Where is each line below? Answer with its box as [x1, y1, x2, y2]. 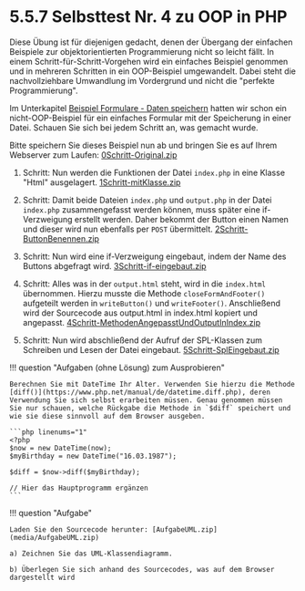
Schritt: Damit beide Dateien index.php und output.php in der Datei [22, 194, 272, 205]
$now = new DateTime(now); [9, 443, 112, 452]
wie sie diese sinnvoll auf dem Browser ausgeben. [9, 411, 206, 420]
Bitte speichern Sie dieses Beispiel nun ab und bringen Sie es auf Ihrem [9, 140, 278, 150]
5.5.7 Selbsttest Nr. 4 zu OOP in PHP [9, 6, 288, 27]
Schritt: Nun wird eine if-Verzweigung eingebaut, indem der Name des [22, 251, 287, 262]
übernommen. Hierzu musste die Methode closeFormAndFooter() [22, 287, 266, 298]
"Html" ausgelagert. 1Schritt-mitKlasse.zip [22, 176, 181, 188]
